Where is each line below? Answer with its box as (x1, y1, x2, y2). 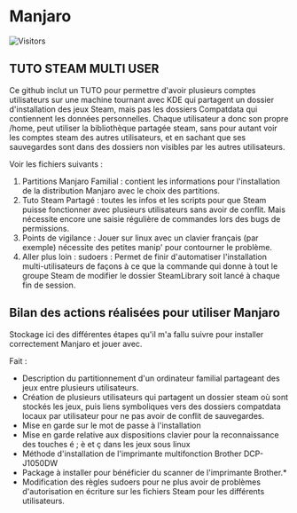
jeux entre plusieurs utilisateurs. (21, 382, 139, 392)
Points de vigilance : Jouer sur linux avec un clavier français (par (21, 233, 259, 243)
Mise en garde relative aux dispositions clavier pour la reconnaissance (21, 429, 279, 440)
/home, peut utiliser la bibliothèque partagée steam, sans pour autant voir (9, 122, 277, 133)
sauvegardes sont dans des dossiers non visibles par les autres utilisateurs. (9, 141, 285, 152)
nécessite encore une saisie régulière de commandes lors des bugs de (21, 213, 281, 224)
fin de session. (21, 280, 76, 290)
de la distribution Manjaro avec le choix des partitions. (21, 185, 220, 196)
